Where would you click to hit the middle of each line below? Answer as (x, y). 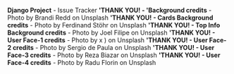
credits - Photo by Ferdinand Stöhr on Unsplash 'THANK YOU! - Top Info (114, 25)
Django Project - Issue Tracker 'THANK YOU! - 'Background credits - (110, 10)
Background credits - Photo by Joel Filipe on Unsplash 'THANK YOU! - (111, 32)
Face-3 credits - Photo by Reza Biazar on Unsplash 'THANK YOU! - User (114, 55)
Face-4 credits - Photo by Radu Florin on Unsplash (82, 62)
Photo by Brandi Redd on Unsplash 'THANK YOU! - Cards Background (110, 18)
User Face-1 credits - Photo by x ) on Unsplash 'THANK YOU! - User (107, 40)
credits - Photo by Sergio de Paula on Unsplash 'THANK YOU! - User (114, 48)
